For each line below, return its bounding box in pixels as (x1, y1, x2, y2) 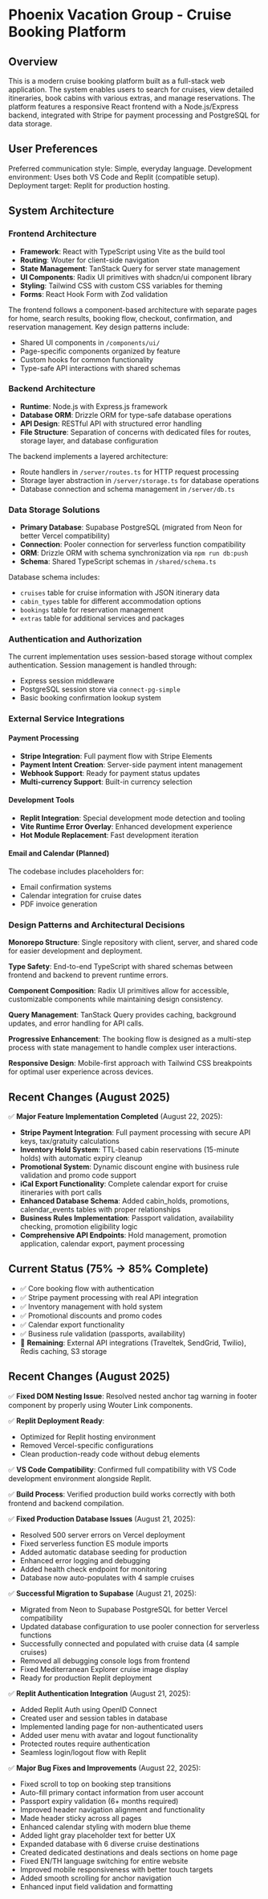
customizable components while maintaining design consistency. (8, 994, 223, 1004)
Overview (8, 55, 59, 68)
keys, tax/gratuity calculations (19, 1137, 120, 1146)
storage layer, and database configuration (19, 436, 159, 445)
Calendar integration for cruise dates (19, 890, 142, 900)
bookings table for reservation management (19, 605, 164, 615)
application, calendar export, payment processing (19, 1239, 185, 1249)
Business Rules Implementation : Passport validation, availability (19, 1213, 234, 1223)
